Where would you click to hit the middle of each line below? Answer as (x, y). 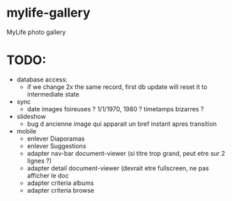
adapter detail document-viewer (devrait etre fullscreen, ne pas (118, 168)
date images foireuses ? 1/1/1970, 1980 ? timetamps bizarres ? (115, 108)
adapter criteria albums (61, 183)
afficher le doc (48, 175)
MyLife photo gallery (36, 32)
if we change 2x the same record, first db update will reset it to (117, 87)
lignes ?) (39, 161)
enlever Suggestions (56, 146)
